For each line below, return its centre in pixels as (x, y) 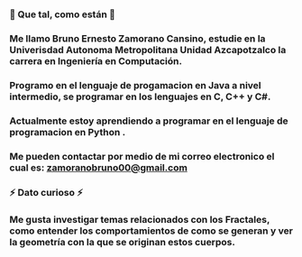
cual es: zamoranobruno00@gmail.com (98, 168)
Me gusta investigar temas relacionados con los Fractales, (140, 220)
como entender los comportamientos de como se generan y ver (151, 231)
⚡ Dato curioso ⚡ (46, 192)
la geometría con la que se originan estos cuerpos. (123, 243)
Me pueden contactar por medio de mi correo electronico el (142, 156)
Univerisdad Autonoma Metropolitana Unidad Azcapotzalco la (148, 50)
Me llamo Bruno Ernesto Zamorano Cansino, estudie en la (137, 38)
